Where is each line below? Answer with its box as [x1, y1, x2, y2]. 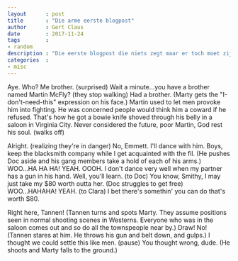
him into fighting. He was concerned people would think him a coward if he [7, 105, 227, 113]
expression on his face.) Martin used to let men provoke [57, 97, 221, 106]
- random [7, 43, 33, 50]
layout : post [7, 10, 65, 18]
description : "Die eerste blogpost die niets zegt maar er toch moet [7, 50, 220, 57]
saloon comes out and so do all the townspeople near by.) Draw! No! [7, 223, 208, 231]
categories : [7, 57, 50, 64]
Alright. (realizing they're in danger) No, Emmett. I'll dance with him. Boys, [7, 141, 223, 150]
